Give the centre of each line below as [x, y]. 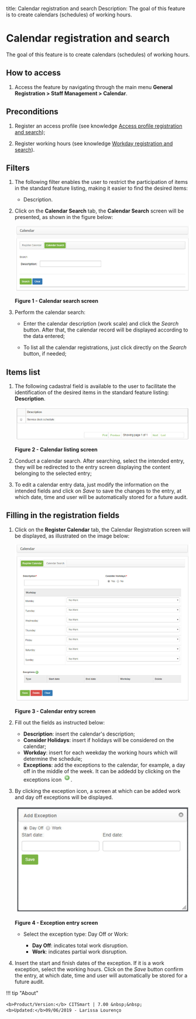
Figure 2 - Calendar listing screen [56, 449]
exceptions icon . [48, 780]
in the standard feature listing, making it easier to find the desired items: [101, 188]
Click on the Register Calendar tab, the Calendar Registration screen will [102, 529]
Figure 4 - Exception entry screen [56, 922]
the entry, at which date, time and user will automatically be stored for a [101, 975]
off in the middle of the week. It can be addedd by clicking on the [102, 771]
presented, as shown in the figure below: [64, 217]
